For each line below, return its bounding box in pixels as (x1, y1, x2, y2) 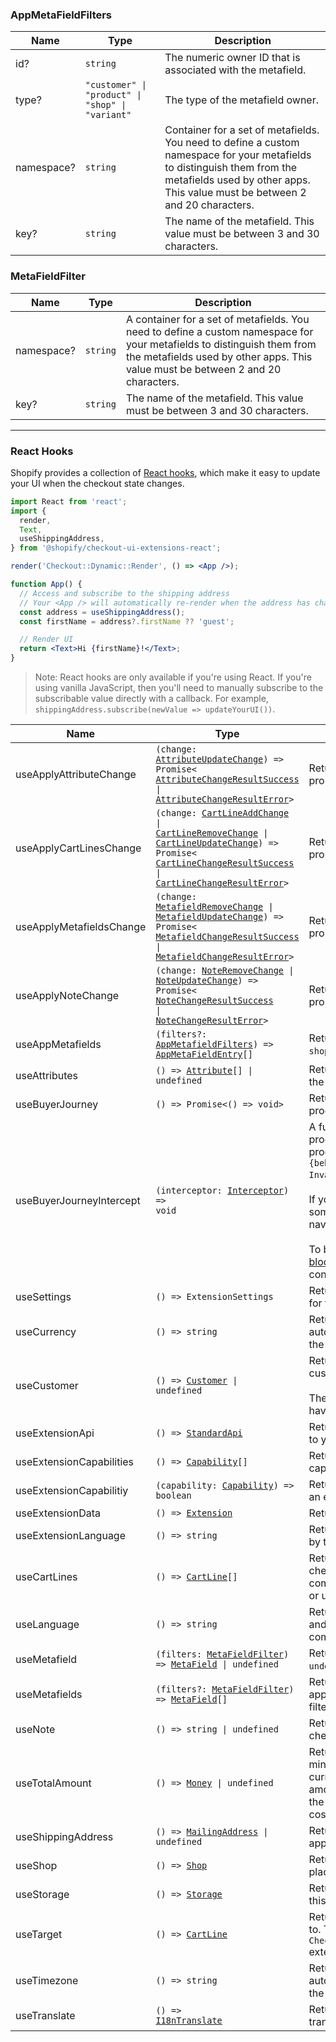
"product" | (84, 89, 142, 101)
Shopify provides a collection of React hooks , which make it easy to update (10, 466, 321, 478)
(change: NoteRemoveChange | (155, 965, 295, 977)
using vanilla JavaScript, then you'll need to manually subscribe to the (34, 682, 324, 694)
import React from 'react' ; (10, 496, 128, 507)
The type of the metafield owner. (164, 93, 319, 107)
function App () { (10, 579, 83, 590)
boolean (155, 1490, 192, 1502)
